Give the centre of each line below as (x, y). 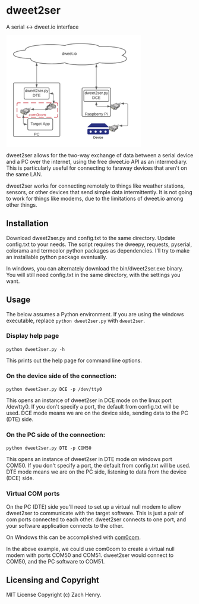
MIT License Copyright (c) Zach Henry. (54, 594)
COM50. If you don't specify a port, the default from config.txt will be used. (98, 466)
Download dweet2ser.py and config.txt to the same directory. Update (91, 238)
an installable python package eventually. (57, 257)
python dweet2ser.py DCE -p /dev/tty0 (54, 390)
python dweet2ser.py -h (36, 349)
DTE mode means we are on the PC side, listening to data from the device (97, 472)
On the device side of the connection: (61, 376)
